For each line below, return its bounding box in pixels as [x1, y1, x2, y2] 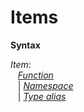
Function [17, 69, 54, 81]
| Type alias [17, 90, 67, 102]
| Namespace [17, 79, 74, 91]
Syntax [10, 39, 41, 51]
